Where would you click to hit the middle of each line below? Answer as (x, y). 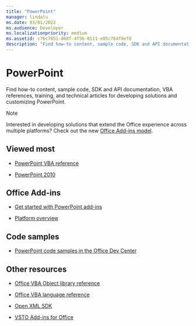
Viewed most (31, 149)
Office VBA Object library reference (57, 283)
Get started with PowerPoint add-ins (58, 207)
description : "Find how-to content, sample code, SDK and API (83, 44)
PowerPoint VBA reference (47, 163)
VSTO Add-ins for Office (44, 317)
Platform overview (36, 218)
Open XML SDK (33, 306)
